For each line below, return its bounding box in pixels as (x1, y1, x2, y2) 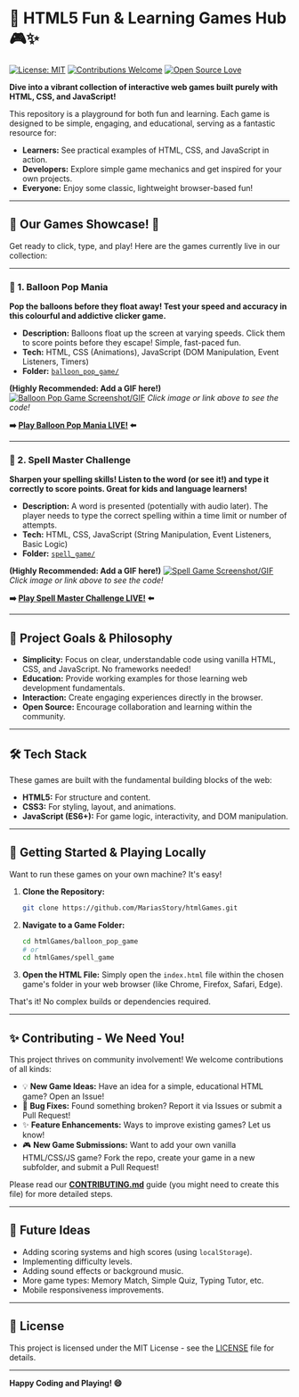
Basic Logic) (21, 539, 69, 550)
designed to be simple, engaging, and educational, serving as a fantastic (9, 118, 276, 129)
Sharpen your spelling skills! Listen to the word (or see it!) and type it (9, 474, 270, 485)
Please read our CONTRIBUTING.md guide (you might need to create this (9, 1179, 279, 1190)
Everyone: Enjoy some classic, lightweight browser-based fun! (21, 182, 254, 193)
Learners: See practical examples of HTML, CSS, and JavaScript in (21, 145, 270, 155)
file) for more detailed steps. (9, 1189, 113, 1200)
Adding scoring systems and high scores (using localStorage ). (21, 1246, 253, 1257)
